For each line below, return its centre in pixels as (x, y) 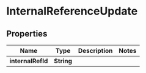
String (63, 61)
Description (95, 51)
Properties (27, 34)
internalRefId (29, 61)
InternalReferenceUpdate (72, 11)
